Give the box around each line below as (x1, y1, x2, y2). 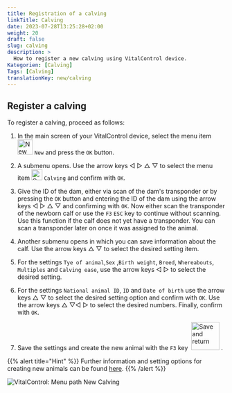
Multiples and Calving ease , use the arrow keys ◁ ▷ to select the (17, 266, 206, 274)
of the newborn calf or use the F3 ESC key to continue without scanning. (17, 209, 222, 218)
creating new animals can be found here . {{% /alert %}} (7, 365, 166, 373)
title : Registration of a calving (7, 10, 107, 17)
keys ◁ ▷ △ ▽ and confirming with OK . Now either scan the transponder (17, 202, 225, 210)
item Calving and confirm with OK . (17, 174, 126, 182)
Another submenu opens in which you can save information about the (17, 237, 216, 246)
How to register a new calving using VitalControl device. (13, 55, 188, 62)
